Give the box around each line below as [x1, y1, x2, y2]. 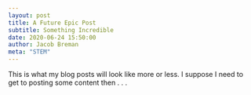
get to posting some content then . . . [8, 78, 128, 87]
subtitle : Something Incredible [8, 26, 114, 34]
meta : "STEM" [8, 48, 51, 56]
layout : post [8, 11, 51, 20]
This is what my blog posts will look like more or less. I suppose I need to [8, 70, 244, 79]
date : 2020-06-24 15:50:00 [8, 33, 96, 42]
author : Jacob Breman [8, 41, 79, 49]
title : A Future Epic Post [8, 19, 96, 27]
